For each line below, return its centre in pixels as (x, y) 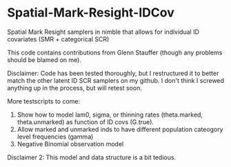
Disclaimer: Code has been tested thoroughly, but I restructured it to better (113, 73)
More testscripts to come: (44, 101)
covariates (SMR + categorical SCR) (58, 39)
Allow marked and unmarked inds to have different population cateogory (120, 129)
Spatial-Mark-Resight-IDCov (91, 13)
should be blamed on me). (44, 59)
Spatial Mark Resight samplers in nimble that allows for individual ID (103, 32)
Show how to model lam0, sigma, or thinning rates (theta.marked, (110, 115)
